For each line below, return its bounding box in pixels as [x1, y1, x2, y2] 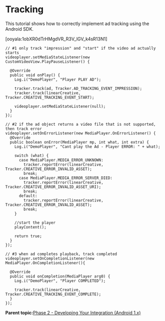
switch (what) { [14, 153, 49, 158]
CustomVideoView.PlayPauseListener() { [5, 59, 90, 64]
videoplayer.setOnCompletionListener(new [5, 256, 95, 261]
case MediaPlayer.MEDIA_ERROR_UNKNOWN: [18, 157, 103, 163]
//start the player [14, 220, 56, 225]
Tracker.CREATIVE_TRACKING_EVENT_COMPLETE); [5, 291, 101, 297]
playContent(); [14, 224, 47, 230]
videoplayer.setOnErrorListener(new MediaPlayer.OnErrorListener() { [5, 130, 156, 136]
